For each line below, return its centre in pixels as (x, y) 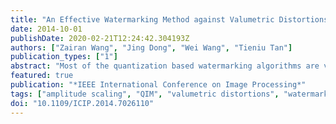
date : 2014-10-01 (46, 29)
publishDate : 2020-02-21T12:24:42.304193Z (100, 38)
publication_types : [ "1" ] (64, 57)
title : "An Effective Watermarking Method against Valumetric (142, 19)
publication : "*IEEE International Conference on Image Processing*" (158, 85)
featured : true (42, 76)
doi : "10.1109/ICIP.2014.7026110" (82, 103)
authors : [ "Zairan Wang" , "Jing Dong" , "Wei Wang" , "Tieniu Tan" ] (151, 47)
